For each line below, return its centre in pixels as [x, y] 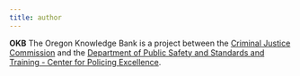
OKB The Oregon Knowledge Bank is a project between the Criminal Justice [150, 43]
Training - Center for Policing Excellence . [85, 62]
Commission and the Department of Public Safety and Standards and [137, 52]
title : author [36, 17]
